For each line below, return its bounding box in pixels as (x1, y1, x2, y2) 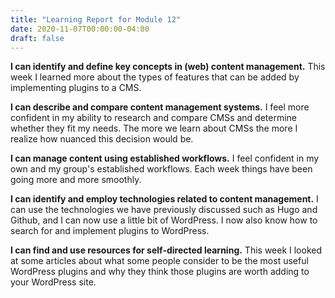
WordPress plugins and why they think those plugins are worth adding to (10, 266, 310, 278)
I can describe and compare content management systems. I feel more (10, 101, 310, 113)
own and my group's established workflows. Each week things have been (10, 163, 313, 175)
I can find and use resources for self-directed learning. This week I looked (10, 244, 323, 256)
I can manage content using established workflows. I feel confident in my (10, 152, 320, 165)
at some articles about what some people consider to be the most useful (10, 255, 309, 267)
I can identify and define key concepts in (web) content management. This (10, 61, 326, 73)
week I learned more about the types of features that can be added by (10, 71, 300, 83)
